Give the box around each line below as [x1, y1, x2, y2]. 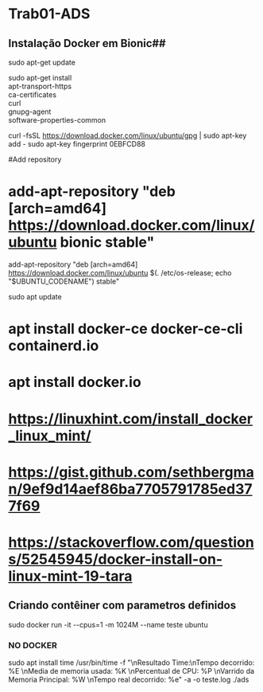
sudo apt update [8, 291, 62, 301]
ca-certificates [8, 90, 57, 100]
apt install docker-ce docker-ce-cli [8, 320, 243, 338]
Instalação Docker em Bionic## [8, 37, 166, 50]
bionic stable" [60, 233, 155, 252]
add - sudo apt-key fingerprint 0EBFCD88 [8, 139, 145, 148]
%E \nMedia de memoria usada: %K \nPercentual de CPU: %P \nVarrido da [8, 666, 255, 675]
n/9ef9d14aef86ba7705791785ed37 [8, 479, 253, 498]
